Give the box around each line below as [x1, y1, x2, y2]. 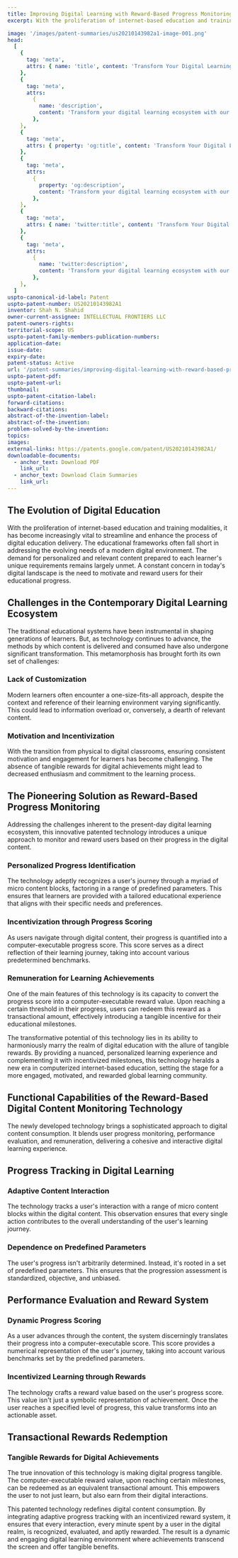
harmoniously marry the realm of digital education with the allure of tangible [7, 1041, 229, 1049]
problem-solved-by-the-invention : [7, 426, 110, 433]
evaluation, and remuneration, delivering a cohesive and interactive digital [7, 1137, 223, 1145]
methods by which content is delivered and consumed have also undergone [7, 641, 229, 650]
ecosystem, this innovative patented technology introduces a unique [7, 827, 208, 836]
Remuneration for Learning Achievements [7, 973, 154, 983]
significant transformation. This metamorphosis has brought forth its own [7, 649, 221, 658]
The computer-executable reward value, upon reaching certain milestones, [7, 1476, 226, 1485]
